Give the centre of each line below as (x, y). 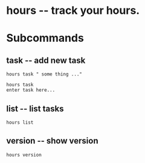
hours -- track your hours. (73, 11)
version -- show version (52, 141)
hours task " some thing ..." (44, 74)
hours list (20, 123)
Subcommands (45, 38)
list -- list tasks (35, 108)
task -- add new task (46, 60)
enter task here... (31, 90)
